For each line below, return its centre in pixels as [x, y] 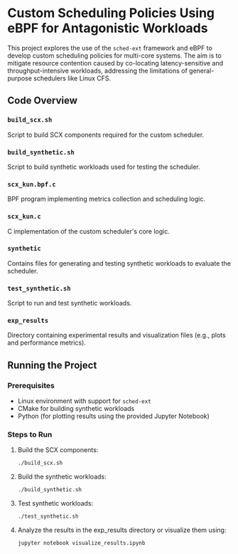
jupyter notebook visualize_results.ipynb [81, 543]
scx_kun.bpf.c [32, 184]
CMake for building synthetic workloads [76, 409]
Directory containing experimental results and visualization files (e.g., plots [117, 335]
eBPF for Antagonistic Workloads [108, 28]
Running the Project [52, 365]
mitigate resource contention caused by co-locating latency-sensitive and [115, 63]
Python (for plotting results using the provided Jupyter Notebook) [113, 416]
